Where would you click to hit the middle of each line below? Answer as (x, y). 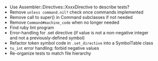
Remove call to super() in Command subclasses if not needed (71, 17)
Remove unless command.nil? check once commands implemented (77, 12)
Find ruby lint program (32, 28)
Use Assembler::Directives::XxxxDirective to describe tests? (70, 7)
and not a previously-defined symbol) (47, 38)
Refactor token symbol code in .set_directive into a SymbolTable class (81, 43)
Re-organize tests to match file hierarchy (50, 53)
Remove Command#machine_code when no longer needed (64, 22)
